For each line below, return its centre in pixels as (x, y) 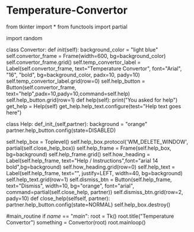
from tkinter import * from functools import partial (67, 27)
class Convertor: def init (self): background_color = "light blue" (82, 49)
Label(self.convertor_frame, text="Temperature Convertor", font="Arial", (94, 68)
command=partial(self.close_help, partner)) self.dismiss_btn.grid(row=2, (95, 192)
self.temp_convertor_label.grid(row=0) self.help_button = (76, 81)
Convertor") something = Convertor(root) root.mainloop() (76, 222)
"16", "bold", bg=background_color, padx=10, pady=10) (73, 75)
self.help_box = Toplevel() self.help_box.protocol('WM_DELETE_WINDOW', (97, 141)
